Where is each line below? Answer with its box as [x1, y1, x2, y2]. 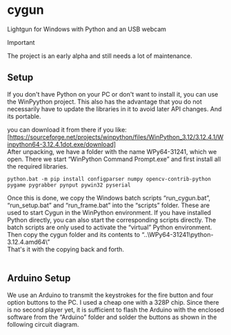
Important [7, 38, 35, 46]
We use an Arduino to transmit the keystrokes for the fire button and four [7, 291, 214, 299]
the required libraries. [7, 162, 68, 171]
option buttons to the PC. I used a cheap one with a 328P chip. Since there [7, 298, 219, 306]
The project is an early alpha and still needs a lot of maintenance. [7, 51, 192, 60]
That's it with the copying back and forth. [7, 245, 124, 253]
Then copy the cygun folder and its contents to [7, 230, 140, 238]
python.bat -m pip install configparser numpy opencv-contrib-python [7, 175, 212, 182]
